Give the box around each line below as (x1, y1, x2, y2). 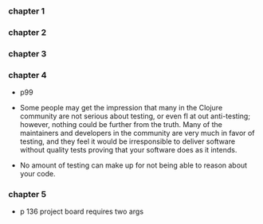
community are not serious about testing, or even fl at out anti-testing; (19, 111, 251, 121)
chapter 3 (8, 48, 47, 59)
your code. (19, 169, 56, 179)
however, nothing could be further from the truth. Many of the (19, 120, 223, 129)
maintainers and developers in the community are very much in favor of (19, 129, 255, 138)
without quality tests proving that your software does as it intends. (19, 145, 237, 155)
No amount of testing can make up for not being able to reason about (19, 160, 248, 170)
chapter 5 (8, 188, 46, 199)
